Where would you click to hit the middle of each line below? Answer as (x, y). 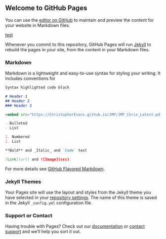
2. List (13, 142)
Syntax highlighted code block (37, 88)
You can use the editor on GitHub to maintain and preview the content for (80, 20)
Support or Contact (29, 215)
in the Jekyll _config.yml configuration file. (49, 203)
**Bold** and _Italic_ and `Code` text (46, 150)
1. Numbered (17, 137)
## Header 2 (17, 101)
